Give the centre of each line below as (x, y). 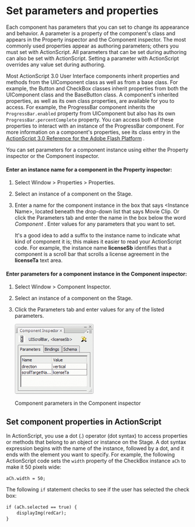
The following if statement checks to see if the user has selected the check (98, 489)
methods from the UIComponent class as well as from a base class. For (92, 82)
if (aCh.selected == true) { (42, 507)
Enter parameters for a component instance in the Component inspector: (97, 274)
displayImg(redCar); (42, 513)
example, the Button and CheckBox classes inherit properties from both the (97, 88)
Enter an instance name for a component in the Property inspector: (89, 169)
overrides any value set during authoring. (56, 64)
